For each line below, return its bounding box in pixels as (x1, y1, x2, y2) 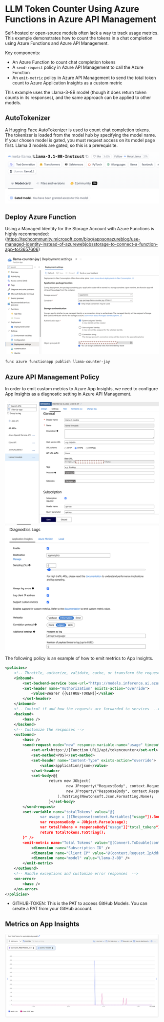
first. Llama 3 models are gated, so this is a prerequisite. (5, 142, 118, 148)
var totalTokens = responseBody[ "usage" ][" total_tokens (40, 825, 156, 830)
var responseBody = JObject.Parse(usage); (40, 820, 128, 825)
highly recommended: (5, 231, 49, 237)
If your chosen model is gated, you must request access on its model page (5, 137, 155, 143)
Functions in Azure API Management (5, 14, 157, 25)
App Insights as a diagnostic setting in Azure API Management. (5, 391, 132, 397)
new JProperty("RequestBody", (66, 784, 128, 789)
